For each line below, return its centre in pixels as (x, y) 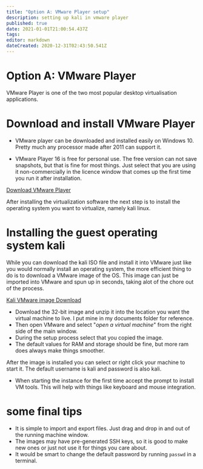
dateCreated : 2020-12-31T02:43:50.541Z (57, 46)
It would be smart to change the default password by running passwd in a (105, 454)
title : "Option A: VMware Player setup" (58, 12)
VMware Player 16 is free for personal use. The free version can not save (106, 159)
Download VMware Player (39, 190)
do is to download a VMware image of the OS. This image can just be (92, 275)
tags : (13, 35)
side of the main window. (46, 331)
